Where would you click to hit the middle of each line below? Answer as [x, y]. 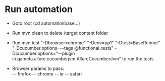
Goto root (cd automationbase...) [46, 23]
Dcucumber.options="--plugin [43, 53]
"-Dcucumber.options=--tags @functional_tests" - [64, 48]
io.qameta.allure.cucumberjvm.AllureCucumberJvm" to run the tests [83, 58]
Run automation [39, 9]
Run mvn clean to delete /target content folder [60, 33]
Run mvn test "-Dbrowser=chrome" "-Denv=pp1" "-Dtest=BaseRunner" [86, 43]
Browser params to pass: [38, 68]
